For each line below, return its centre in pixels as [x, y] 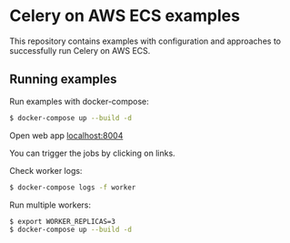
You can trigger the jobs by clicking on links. [92, 153]
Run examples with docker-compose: [80, 101]
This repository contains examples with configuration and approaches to [145, 41]
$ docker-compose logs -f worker [73, 187]
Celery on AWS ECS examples [125, 16]
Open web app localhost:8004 [66, 135]
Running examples [63, 80]
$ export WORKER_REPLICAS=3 [63, 221]
